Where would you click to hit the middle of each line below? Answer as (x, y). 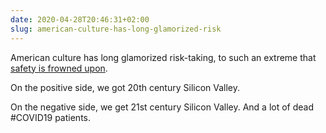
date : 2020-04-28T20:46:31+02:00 (80, 19)
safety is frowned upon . (59, 68)
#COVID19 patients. (51, 117)
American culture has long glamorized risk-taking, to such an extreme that (163, 57)
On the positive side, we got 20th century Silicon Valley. (125, 87)
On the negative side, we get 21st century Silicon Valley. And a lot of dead (162, 107)
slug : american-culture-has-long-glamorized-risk (116, 29)
